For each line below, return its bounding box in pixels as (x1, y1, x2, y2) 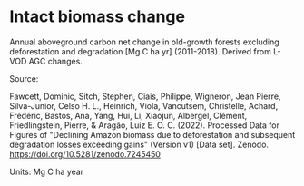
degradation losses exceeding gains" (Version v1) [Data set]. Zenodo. (9, 139, 270, 150)
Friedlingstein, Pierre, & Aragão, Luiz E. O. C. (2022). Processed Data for (9, 120, 279, 131)
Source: (9, 73, 39, 83)
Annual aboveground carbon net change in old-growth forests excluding (9, 36, 279, 47)
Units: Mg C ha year (9, 166, 84, 177)
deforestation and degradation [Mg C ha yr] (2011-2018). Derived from (9, 45, 272, 56)
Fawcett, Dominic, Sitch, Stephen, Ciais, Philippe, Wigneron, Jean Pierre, (9, 91, 281, 102)
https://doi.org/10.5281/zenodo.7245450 (9, 148, 162, 160)
